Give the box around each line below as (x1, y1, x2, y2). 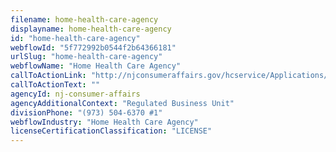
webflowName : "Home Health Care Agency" (10, 61, 182, 71)
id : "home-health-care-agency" (10, 33, 141, 43)
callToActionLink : (10, 71, 87, 81)
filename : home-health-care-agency (10, 14, 159, 25)
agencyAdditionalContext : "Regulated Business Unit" (10, 98, 235, 108)
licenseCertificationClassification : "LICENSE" (10, 126, 213, 136)
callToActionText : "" (10, 80, 101, 90)
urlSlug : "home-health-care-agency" (10, 52, 163, 62)
